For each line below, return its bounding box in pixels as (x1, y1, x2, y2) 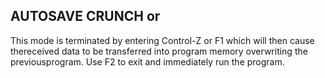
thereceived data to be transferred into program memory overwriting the (10, 45, 308, 57)
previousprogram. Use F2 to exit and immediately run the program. (10, 55, 285, 68)
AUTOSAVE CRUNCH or (10, 8, 161, 25)
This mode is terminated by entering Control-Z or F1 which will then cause (10, 34, 315, 46)
